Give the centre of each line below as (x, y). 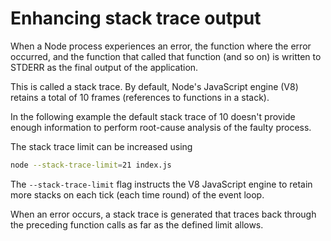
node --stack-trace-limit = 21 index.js (91, 165)
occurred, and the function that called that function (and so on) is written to (166, 56)
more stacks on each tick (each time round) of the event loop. (137, 194)
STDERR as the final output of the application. (104, 67)
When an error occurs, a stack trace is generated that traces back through (163, 214)
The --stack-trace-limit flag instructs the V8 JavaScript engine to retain (161, 184)
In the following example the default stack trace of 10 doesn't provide (153, 116)
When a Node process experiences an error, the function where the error (161, 46)
